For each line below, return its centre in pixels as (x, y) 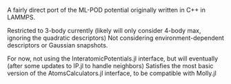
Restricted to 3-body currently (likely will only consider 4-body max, (104, 31)
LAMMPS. (21, 17)
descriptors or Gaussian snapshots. (58, 45)
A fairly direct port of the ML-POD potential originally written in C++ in (106, 10)
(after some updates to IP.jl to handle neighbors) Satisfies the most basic (110, 66)
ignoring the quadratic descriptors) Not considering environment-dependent (115, 38)
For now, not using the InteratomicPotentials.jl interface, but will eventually (113, 59)
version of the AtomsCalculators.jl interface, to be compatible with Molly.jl (112, 73)
